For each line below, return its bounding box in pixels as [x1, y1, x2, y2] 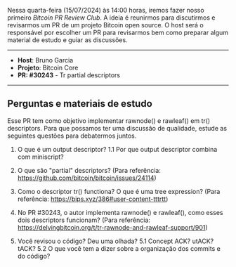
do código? [17, 252, 51, 260]
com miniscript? [17, 152, 65, 161]
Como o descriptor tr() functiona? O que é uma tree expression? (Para [17, 187, 221, 195]
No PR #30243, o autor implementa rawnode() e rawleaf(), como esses [17, 208, 223, 216]
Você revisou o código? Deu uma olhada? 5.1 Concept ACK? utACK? [17, 237, 214, 245]
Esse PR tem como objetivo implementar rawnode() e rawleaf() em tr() [7, 116, 211, 125]
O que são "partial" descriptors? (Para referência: [17, 166, 162, 174]
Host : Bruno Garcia [17, 56, 74, 64]
